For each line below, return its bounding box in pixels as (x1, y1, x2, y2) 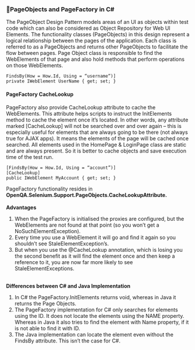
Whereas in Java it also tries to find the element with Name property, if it (14, 318, 189, 325)
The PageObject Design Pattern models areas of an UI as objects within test (6, 19, 189, 26)
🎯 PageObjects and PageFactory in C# (6, 5, 115, 13)
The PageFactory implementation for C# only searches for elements (14, 306, 178, 313)
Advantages (6, 204, 37, 211)
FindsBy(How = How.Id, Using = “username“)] (6, 73, 116, 79)
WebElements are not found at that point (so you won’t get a (14, 221, 159, 228)
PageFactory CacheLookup (6, 91, 74, 98)
